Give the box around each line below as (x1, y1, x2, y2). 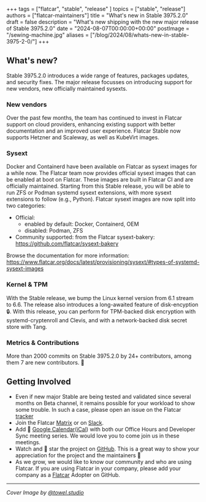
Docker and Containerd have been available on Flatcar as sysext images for (6, 163, 197, 171)
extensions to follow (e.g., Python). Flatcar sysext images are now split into (6, 196, 196, 203)
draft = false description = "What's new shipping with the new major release (6, 18, 199, 25)
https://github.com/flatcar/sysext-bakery (15, 240, 119, 247)
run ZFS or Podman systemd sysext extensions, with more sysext (6, 189, 172, 196)
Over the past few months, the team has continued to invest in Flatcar (6, 114, 183, 122)
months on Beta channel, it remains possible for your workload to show (15, 399, 195, 407)
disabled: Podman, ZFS (24, 227, 83, 234)
